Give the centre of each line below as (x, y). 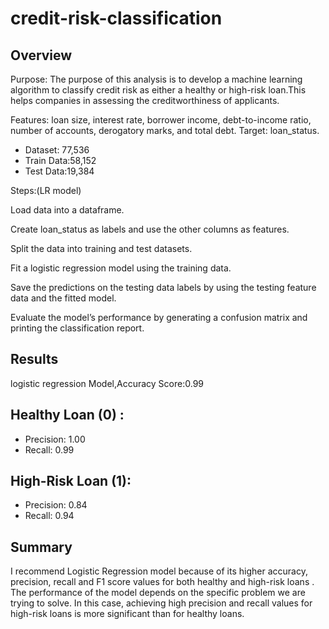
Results (34, 359)
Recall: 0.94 (49, 516)
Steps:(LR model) (46, 190)
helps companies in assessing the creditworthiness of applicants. (145, 100)
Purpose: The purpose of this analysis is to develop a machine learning (156, 79)
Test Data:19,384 (59, 171)
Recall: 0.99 (49, 449)
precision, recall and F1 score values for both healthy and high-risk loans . (162, 582)
